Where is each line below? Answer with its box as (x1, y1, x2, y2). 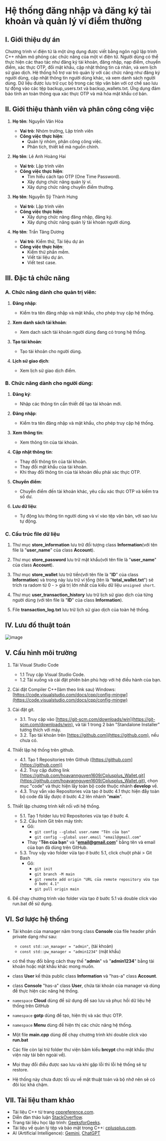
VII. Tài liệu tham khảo (5, 1096, 75, 1104)
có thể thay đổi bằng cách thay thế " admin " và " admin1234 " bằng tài (12, 958, 155, 964)
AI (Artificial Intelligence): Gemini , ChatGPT (12, 1130, 101, 1136)
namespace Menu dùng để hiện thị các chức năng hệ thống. (12, 1022, 132, 1028)
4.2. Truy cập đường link (19, 767, 70, 773)
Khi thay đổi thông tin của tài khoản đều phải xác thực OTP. (19, 469, 141, 475)
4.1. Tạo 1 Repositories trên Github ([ (19, 757, 94, 762)
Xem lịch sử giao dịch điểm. (19, 368, 77, 374)
